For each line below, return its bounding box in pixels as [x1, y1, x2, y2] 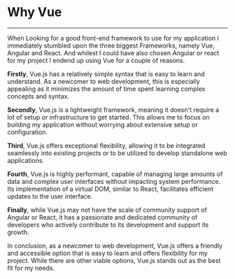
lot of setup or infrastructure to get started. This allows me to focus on [7, 113, 210, 121]
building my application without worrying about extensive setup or [7, 120, 198, 129]
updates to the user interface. [7, 192, 93, 200]
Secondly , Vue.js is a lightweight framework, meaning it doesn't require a [7, 106, 220, 114]
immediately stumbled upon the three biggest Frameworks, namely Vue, [7, 41, 215, 50]
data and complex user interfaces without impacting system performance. [7, 177, 221, 185]
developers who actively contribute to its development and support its [7, 220, 209, 229]
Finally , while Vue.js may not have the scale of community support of [7, 206, 208, 214]
